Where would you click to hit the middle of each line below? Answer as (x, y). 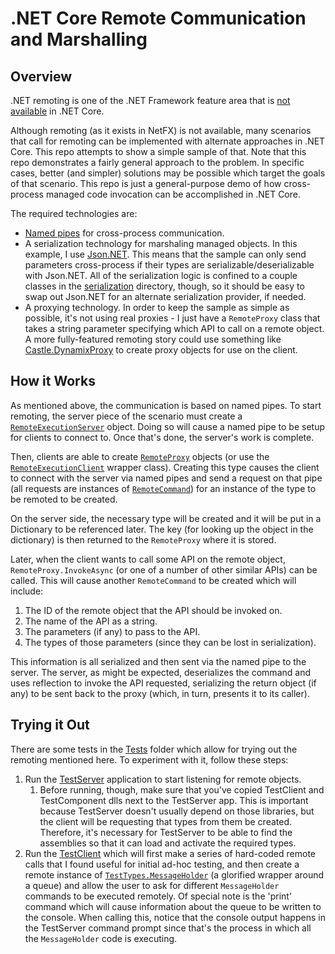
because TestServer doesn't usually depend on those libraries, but (177, 811)
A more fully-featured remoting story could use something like (153, 339)
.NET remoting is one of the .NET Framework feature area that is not (150, 100)
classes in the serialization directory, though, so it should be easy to (164, 286)
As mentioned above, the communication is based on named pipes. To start (166, 405)
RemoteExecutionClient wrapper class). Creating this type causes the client (165, 467)
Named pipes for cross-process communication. (124, 233)
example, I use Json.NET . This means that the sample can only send (165, 254)
